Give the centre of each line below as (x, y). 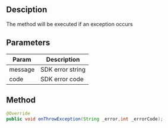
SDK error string (63, 69)
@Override (18, 114)
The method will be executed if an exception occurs (69, 24)
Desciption (27, 10)
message (22, 69)
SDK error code (62, 79)
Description (63, 59)
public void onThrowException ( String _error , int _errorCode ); (85, 119)
